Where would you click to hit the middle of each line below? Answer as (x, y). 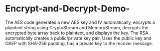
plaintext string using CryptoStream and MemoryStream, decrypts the (77, 27)
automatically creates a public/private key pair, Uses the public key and (79, 38)
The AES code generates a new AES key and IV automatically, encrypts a (80, 22)
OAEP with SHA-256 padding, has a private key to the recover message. (79, 43)
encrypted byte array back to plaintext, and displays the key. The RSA (77, 33)
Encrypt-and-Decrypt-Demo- (68, 9)
